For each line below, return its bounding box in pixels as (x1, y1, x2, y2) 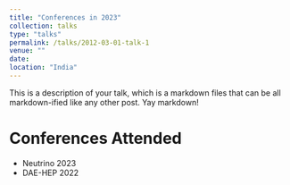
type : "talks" (9, 29, 62, 38)
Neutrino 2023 (21, 157, 77, 168)
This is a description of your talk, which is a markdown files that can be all (9, 87, 281, 98)
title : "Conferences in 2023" (9, 13, 122, 22)
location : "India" (9, 63, 78, 72)
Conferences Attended (9, 129, 182, 148)
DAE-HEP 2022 (21, 167, 79, 178)
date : (9, 55, 29, 63)
